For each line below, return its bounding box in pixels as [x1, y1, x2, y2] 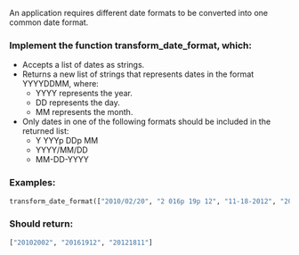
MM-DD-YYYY [35, 154, 89, 165]
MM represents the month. [35, 107, 133, 118]
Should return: [9, 218, 74, 230]
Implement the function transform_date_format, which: [9, 39, 252, 52]
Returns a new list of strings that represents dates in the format [21, 69, 255, 79]
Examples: [9, 177, 56, 189]
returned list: [21, 126, 69, 136]
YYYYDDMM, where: [21, 78, 100, 89]
